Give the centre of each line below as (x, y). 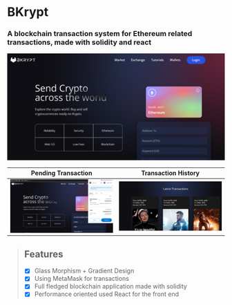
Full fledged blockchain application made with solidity (111, 286)
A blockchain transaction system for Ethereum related (100, 34)
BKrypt (28, 12)
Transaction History (171, 173)
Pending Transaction (61, 173)
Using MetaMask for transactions (82, 279)
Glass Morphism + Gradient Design (84, 271)
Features (43, 254)
